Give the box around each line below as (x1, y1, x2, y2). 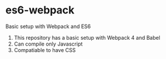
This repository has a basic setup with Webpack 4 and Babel (13, 34, 160, 41)
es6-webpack (5, 4, 75, 17)
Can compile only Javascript (13, 40, 83, 47)
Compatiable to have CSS (13, 46, 76, 53)
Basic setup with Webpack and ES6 (5, 23, 91, 30)
